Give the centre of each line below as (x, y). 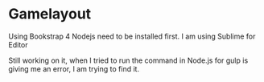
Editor (18, 44)
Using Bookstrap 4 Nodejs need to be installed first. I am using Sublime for (132, 36)
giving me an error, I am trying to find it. (74, 68)
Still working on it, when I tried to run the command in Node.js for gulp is (128, 60)
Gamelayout (50, 14)
